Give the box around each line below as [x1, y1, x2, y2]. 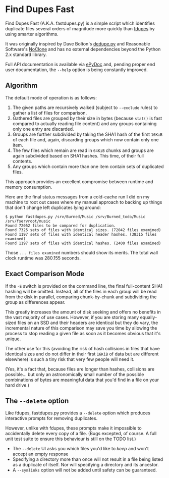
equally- [140, 314, 157, 320]
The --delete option [5, 396, 69, 405]
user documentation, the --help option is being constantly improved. [5, 67, 148, 73]
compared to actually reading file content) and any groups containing [12, 120, 157, 127]
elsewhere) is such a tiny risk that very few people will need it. [5, 356, 135, 362]
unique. [5, 336, 21, 342]
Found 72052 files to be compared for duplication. [5, 223, 116, 228]
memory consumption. [5, 184, 52, 190]
